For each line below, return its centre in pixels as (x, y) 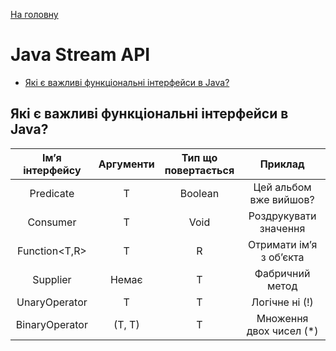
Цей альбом (282, 187)
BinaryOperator (51, 324)
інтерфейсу (52, 170)
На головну (34, 14)
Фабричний (282, 273)
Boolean (199, 193)
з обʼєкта (282, 257)
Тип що (199, 157)
